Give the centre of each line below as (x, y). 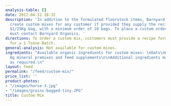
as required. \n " (27, 62)
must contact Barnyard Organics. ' (48, 34)
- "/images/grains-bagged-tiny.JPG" (44, 90)
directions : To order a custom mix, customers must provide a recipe (81, 39)
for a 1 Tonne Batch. (33, 43)
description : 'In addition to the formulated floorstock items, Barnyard (85, 19)
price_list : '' (21, 76)
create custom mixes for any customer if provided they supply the (83, 24)
